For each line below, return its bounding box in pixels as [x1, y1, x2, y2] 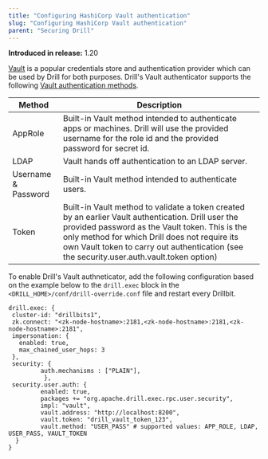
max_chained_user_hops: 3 [18, 346, 105, 355]
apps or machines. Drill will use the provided [62, 123, 229, 134]
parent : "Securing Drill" [8, 26, 94, 34]
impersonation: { [11, 332, 69, 340]
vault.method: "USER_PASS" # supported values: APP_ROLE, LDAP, [40, 423, 259, 431]
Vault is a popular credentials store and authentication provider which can [8, 64, 251, 73]
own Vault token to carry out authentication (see [62, 241, 244, 253]
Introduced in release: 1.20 [8, 49, 98, 58]
